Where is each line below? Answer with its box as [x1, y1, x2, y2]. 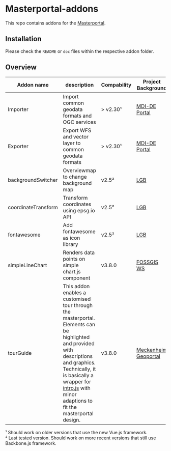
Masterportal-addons [5, 3, 99, 15]
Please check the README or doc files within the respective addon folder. [5, 48, 154, 54]
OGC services [63, 118, 96, 125]
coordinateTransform [8, 204, 59, 211]
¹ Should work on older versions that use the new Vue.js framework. [5, 429, 148, 435]
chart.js [63, 268, 81, 275]
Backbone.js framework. [5, 440, 57, 446]
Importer [8, 105, 29, 112]
